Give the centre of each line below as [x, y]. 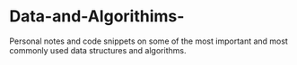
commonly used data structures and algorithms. [98, 50]
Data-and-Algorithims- [97, 16]
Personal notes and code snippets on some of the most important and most [149, 41]
